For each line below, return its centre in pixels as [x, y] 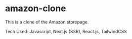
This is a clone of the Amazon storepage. [47, 22]
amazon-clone [36, 9]
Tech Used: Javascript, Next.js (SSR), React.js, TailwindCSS [66, 31]
